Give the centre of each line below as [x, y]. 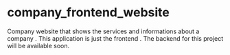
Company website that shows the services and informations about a [103, 31]
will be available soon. [38, 45]
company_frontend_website [89, 13]
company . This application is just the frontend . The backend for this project [115, 38]
